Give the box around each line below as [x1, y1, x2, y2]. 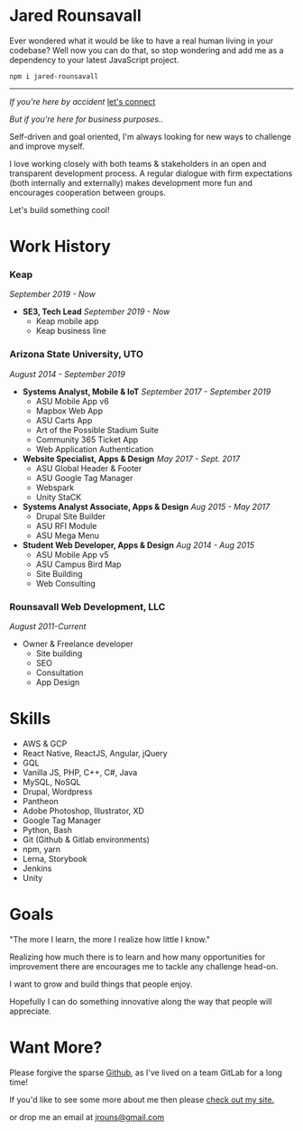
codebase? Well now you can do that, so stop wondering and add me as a [9, 44, 284, 55]
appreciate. [9, 1006, 52, 1016]
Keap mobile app [35, 316, 99, 327]
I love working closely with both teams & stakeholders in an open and [9, 158, 267, 169]
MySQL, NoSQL [22, 776, 81, 787]
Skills [9, 709, 51, 729]
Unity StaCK [35, 491, 82, 502]
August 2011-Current [9, 621, 87, 632]
